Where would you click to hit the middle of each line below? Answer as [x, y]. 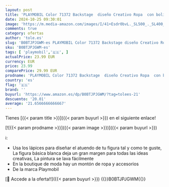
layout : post [19, 10]
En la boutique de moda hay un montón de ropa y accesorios [76, 164]
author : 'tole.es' [24, 38]
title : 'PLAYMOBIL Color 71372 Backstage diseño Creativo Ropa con [80, 15]
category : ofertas [24, 33]
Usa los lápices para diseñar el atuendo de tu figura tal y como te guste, [87, 148]
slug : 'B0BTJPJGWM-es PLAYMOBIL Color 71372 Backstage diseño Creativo [82, 43]
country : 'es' [20, 80]
